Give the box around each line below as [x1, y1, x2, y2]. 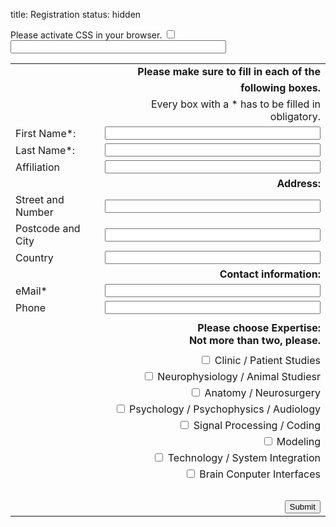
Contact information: [219, 267, 321, 281]
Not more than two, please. [188, 334, 321, 347]
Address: [276, 177, 321, 190]
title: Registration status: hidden [10, 9, 142, 20]
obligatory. [269, 110, 321, 123]
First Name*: [15, 126, 77, 140]
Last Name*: [15, 143, 76, 157]
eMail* [15, 284, 48, 298]
